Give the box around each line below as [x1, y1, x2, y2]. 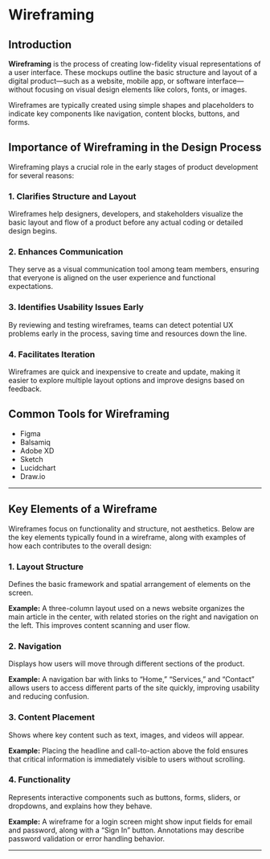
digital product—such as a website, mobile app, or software [8, 76, 206, 85]
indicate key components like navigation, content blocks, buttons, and [8, 109, 239, 118]
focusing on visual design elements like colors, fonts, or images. [35, 85, 247, 94]
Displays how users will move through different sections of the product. [8, 659, 245, 669]
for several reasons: [8, 171, 75, 180]
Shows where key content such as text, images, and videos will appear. [8, 730, 245, 740]
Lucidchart [19, 463, 56, 473]
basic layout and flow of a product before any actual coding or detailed [8, 217, 243, 227]
